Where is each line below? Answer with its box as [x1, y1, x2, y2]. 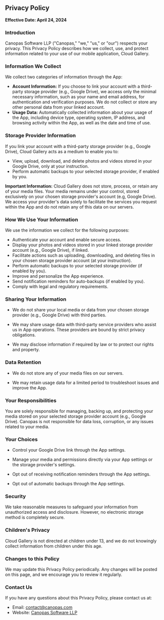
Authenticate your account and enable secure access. [12, 237, 121, 242]
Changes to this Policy [5, 555, 60, 562]
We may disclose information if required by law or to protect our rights [12, 341, 154, 347]
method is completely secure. [5, 514, 65, 521]
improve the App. [12, 384, 47, 391]
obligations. [12, 332, 36, 338]
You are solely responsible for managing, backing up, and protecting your [5, 408, 153, 414]
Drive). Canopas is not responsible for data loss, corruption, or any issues [5, 418, 154, 424]
